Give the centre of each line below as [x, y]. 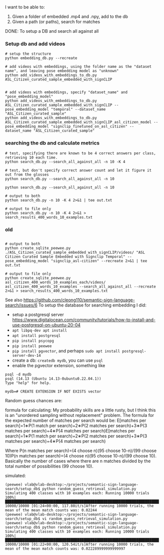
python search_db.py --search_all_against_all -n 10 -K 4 [65, 162]
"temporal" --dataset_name [78, 109]
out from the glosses [27, 175]
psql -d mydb [18, 374]
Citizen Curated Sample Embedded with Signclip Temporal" [65, 257]
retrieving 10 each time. [31, 157]
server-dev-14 [26, 355]
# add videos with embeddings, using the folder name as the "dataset [78, 67]
